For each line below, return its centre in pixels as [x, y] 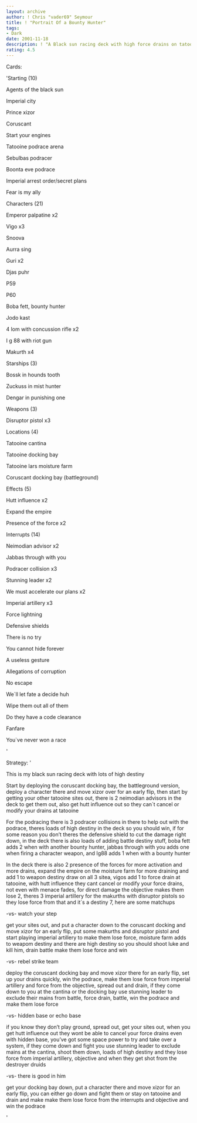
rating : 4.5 [21, 50]
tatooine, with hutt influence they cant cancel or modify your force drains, [95, 883]
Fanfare [16, 728]
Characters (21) [25, 203]
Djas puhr [18, 272]
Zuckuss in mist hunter [34, 386]
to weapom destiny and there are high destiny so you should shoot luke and [98, 943]
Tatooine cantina [26, 443]
